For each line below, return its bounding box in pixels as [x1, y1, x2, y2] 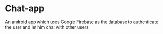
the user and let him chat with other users [5, 24, 89, 30]
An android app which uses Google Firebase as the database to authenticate [5, 19, 159, 25]
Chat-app [5, 3, 45, 14]
